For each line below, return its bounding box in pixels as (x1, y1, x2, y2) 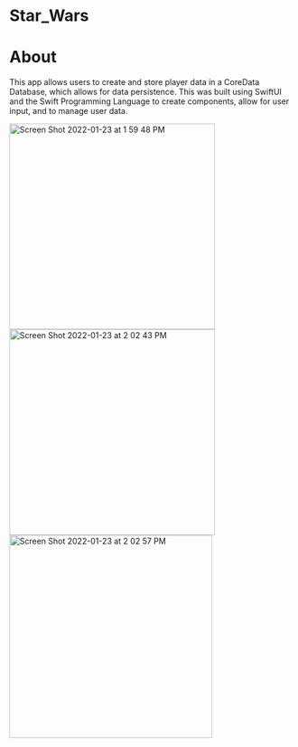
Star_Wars (9, 5, 89, 26)
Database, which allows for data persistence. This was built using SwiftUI (9, 87, 283, 98)
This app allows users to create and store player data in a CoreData (9, 77, 260, 88)
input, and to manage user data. (9, 106, 128, 117)
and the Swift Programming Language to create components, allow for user (9, 96, 290, 107)
